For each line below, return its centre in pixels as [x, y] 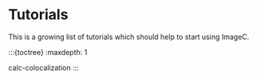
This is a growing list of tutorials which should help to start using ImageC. [129, 37]
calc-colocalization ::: [44, 67]
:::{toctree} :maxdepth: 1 [48, 52]
